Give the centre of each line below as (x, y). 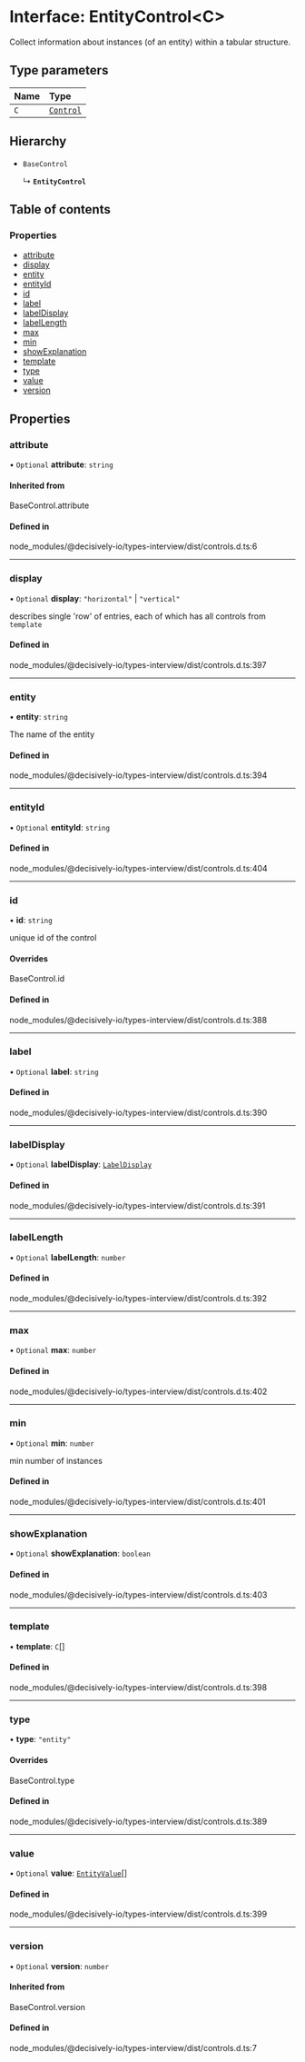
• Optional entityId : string (60, 827)
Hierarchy (38, 141)
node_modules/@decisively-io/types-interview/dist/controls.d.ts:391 (138, 1205)
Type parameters (59, 70)
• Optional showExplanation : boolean (80, 1554)
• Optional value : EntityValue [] (69, 1873)
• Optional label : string (54, 1071)
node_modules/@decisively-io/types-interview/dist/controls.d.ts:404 (138, 868)
